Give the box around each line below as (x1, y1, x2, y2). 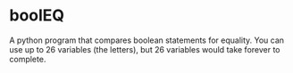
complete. (9, 53, 46, 64)
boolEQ (9, 5, 65, 26)
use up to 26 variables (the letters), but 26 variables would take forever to (9, 44, 280, 54)
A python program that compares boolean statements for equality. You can (9, 35, 284, 45)
